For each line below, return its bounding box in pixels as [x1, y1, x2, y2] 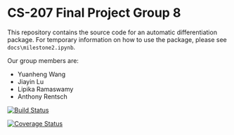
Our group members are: [7, 56, 79, 64]
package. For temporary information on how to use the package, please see [7, 35, 227, 43]
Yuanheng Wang [17, 70, 66, 78]
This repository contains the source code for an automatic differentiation [7, 28, 218, 36]
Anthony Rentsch [17, 92, 68, 101]
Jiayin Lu [17, 77, 44, 85]
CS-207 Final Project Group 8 [7, 5, 181, 21]
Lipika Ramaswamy [17, 85, 74, 93]
